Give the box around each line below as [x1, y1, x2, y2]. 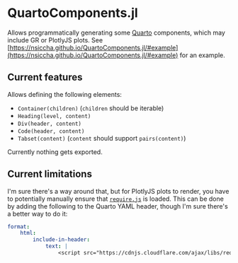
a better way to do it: [7, 209, 68, 218]
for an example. [179, 51, 225, 59]
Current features [7, 71, 83, 83]
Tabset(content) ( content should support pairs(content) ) [17, 134, 186, 142]
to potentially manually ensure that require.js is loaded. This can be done [7, 194, 225, 203]
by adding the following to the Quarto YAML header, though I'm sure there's [7, 201, 228, 210]
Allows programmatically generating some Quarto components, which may [7, 28, 225, 37]
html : [20, 230, 37, 237]
